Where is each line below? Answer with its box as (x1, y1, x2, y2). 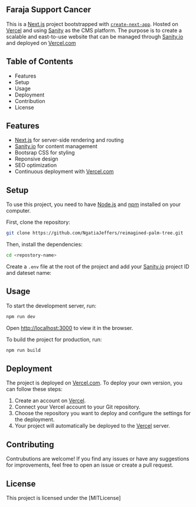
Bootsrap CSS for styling (14, 149, 75, 156)
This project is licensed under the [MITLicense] (6, 495, 121, 501)
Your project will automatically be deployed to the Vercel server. (14, 422, 170, 429)
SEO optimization (14, 162, 57, 169)
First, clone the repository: (6, 219, 71, 226)
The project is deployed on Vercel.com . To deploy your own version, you (6, 379, 183, 387)
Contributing (6, 439, 54, 450)
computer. (6, 207, 31, 214)
